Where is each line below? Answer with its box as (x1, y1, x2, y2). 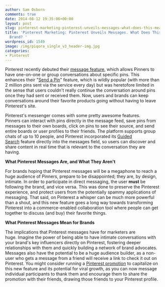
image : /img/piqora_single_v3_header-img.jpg (5, 44, 100, 49)
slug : (5, 26, 16, 31)
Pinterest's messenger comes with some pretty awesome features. (5, 113, 141, 119)
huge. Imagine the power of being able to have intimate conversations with (5, 234, 156, 240)
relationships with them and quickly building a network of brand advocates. (5, 245, 158, 251)
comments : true (5, 12, 36, 17)
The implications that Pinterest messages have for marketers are (5, 229, 136, 235)
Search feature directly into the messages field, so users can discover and (5, 139, 156, 145)
